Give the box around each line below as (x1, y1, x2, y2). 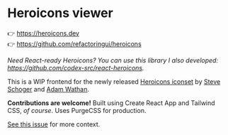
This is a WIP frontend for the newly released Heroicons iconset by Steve (7, 77, 221, 86)
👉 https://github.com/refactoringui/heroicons (7, 39, 142, 48)
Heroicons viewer (7, 5, 113, 21)
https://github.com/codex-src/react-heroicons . (7, 63, 144, 72)
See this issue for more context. (7, 119, 101, 129)
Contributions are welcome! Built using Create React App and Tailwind (7, 98, 215, 107)
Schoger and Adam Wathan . (7, 85, 90, 93)
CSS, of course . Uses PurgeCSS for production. (7, 106, 147, 114)
